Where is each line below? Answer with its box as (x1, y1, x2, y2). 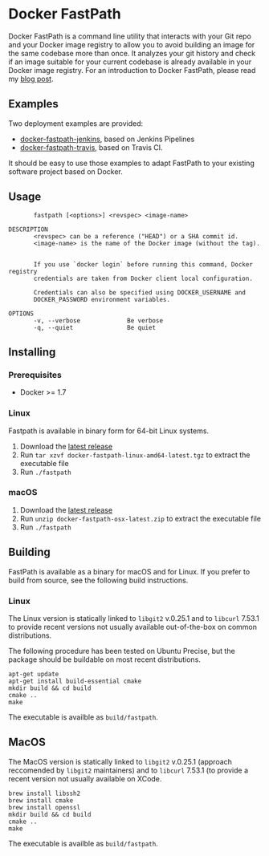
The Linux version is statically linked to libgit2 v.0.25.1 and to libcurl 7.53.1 (8, 613, 259, 623)
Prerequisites (8, 369, 62, 380)
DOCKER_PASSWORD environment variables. (33, 295, 171, 303)
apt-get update (8, 670, 59, 678)
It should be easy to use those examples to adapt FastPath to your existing (8, 158, 255, 168)
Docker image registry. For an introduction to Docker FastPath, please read (8, 65, 256, 75)
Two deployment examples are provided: (8, 118, 143, 128)
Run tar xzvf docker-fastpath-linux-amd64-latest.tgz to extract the (19, 450, 251, 460)
